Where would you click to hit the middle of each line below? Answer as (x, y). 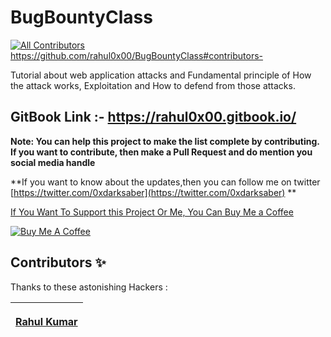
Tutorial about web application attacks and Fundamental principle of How (161, 75)
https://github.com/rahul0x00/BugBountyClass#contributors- (137, 55)
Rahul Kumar (46, 321)
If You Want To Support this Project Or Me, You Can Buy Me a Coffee (152, 212)
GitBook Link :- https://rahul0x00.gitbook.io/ (153, 117)
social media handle (53, 162)
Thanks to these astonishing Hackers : (89, 287)
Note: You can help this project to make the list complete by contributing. (165, 141)
